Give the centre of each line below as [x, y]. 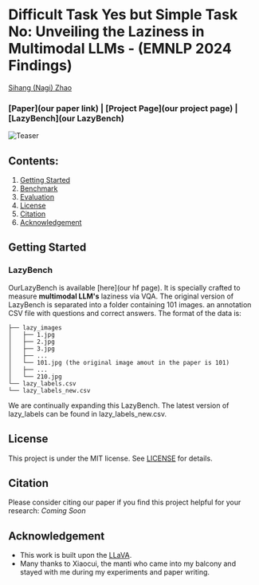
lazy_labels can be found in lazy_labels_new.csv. [88, 413]
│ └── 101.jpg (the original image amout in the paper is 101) [119, 362]
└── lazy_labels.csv [43, 383]
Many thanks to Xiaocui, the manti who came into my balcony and [128, 563]
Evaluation [37, 197]
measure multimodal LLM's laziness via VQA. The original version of [121, 296]
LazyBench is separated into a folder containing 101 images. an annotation [130, 304]
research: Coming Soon [47, 511]
